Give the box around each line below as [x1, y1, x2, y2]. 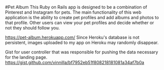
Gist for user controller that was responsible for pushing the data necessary [5, 49, 159, 55]
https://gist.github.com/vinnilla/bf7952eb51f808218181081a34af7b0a [5, 60, 144, 65]
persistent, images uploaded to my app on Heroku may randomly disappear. [5, 40, 159, 46]
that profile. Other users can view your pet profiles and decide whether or [5, 20, 154, 25]
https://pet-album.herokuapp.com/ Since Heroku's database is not [5, 34, 140, 40]
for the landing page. [5, 54, 48, 60]
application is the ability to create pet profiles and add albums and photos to [5, 15, 159, 20]
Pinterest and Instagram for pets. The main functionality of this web [5, 9, 141, 15]
